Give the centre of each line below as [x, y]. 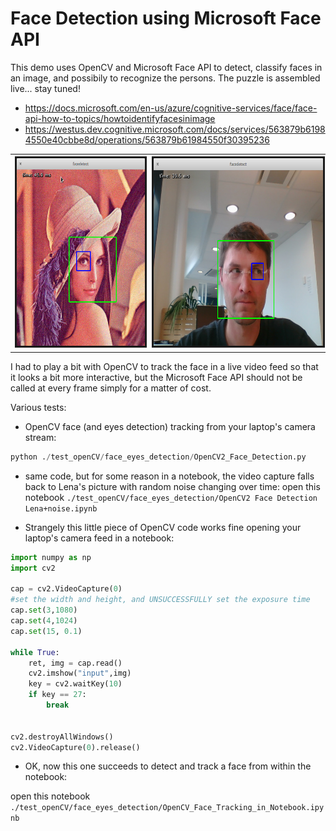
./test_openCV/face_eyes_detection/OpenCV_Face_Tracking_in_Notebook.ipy [167, 808]
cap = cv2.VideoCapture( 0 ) [66, 589]
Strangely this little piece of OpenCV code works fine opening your [163, 527]
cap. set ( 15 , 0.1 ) [46, 631]
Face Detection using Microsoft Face [166, 18]
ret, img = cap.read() [75, 663]
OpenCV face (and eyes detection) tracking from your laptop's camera [170, 426]
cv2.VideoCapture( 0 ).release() [75, 747]
